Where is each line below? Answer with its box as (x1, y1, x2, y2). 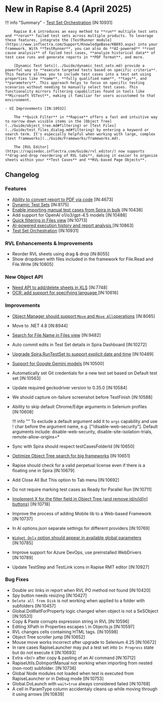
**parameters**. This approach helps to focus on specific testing (5, 80, 145, 85)
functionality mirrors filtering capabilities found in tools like (5, 89, 145, 94)
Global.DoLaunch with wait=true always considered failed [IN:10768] (12, 680, 150, 686)
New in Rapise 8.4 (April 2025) (5, 3, 132, 15)
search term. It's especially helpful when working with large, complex (5, 132, 156, 136)
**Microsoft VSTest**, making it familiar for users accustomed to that (5, 93, 156, 98)
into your (138, 42, 158, 47)
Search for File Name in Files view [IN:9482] (12, 332, 101, 338)
